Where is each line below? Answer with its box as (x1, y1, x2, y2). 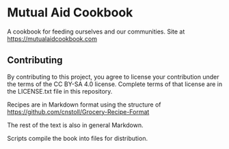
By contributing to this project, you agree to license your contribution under (7, 72, 220, 81)
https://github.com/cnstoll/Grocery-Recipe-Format (7, 107, 150, 116)
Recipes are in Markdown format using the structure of (7, 100, 161, 109)
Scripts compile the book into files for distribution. (7, 134, 148, 142)
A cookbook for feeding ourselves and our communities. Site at (7, 27, 185, 36)
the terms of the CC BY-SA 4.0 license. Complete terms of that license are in (7, 80, 223, 88)
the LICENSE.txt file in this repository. (7, 87, 113, 95)
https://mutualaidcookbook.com (7, 34, 98, 42)
